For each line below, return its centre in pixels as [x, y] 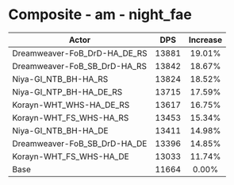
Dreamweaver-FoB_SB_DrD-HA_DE [80, 143]
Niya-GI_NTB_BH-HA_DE [60, 130]
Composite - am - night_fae [100, 15]
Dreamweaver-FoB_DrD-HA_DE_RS [80, 53]
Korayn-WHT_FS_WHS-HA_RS [71, 118]
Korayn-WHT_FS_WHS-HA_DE [71, 156]
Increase [205, 40]
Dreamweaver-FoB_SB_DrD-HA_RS [80, 66]
